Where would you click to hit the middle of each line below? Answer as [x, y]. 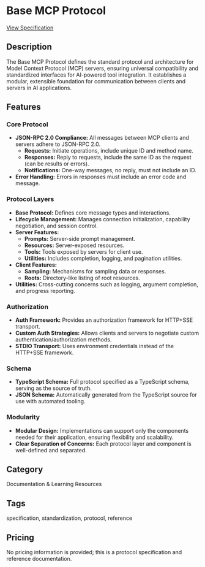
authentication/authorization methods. [63, 340]
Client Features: [36, 265]
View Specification [30, 28]
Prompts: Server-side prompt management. [80, 238]
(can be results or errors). [57, 164]
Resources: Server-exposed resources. [74, 245]
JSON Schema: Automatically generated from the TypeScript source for [106, 395]
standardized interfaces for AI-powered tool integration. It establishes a [96, 75]
